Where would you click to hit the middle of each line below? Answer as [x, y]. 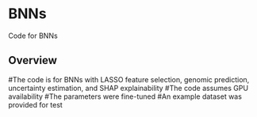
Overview [33, 60]
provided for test [36, 104]
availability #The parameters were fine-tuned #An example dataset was [125, 96]
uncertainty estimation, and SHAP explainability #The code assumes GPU [128, 88]
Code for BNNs [33, 36]
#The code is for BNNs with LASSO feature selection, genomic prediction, [129, 79]
